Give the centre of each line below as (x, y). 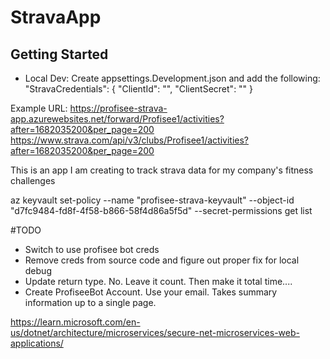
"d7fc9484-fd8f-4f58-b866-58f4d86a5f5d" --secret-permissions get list (161, 210)
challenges (33, 180)
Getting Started (59, 54)
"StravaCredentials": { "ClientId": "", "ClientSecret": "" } (139, 89)
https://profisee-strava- (118, 108)
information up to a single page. (90, 302)
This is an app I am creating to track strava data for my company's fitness (162, 170)
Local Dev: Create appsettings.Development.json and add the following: (172, 78)
